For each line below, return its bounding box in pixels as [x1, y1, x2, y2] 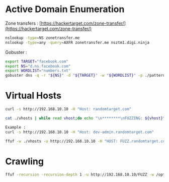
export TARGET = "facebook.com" [5, 59, 69, 64]
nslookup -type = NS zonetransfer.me [5, 35, 80, 40]
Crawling [5, 155, 44, 167]
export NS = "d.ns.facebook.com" [5, 64, 71, 69]
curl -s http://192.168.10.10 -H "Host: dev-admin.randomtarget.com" [5, 130, 154, 135]
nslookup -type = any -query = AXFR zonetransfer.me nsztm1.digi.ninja [5, 40, 150, 45]
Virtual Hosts [5, 90, 62, 101]
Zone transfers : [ [5, 20, 41, 26]
